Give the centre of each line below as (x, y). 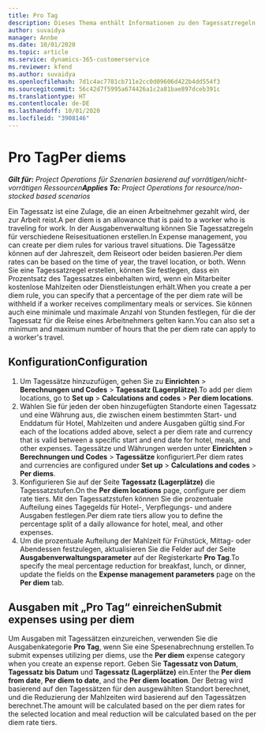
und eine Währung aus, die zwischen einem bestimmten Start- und (128, 415)
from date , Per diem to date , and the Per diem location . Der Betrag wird (125, 681)
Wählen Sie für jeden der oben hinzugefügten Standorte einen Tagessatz (138, 406)
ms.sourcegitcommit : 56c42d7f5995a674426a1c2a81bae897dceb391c (114, 89)
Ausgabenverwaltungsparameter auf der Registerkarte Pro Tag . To (129, 557)
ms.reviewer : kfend (40, 67)
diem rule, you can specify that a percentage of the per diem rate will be (125, 295)
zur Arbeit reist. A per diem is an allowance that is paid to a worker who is (127, 220)
